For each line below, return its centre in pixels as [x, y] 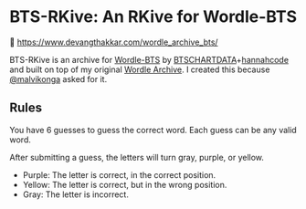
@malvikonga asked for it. [58, 78]
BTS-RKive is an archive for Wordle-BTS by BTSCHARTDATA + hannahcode [149, 59]
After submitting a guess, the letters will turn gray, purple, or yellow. [137, 157]
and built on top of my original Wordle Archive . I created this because [140, 69]
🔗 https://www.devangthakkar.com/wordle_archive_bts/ [114, 42]
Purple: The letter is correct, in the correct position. [119, 174]
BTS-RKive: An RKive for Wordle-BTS [153, 17]
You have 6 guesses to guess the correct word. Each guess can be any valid [153, 130]
